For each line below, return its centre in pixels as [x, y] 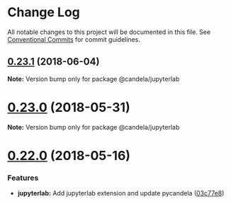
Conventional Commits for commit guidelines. [74, 39]
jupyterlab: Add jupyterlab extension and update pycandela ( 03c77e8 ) [121, 193]
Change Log [44, 12]
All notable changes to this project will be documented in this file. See [109, 32]
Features [23, 178]
